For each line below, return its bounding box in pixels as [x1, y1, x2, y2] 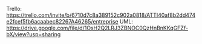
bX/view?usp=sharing [6, 31, 61, 38]
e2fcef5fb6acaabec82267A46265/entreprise [6, 18, 119, 25]
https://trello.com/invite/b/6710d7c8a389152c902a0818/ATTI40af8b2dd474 [6, 11, 195, 19]
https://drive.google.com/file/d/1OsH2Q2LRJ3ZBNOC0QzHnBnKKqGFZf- [6, 24, 189, 31]
